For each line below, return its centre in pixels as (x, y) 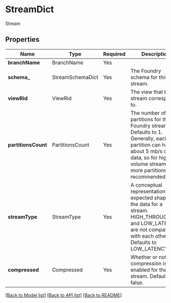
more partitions (149, 170)
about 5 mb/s (147, 151)
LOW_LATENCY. (150, 248)
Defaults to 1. (147, 132)
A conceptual (146, 185)
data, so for (144, 158)
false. (137, 283)
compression (146, 263)
